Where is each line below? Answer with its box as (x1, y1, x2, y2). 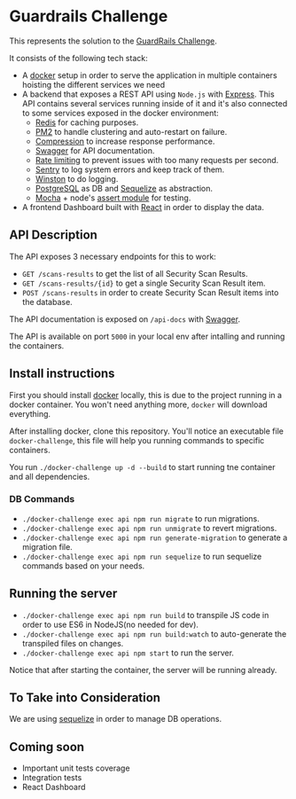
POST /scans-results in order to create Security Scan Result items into (21, 286, 279, 298)
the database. (21, 296, 73, 307)
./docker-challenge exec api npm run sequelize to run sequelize (21, 551, 262, 561)
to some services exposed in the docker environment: (21, 107, 219, 118)
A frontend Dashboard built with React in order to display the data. (21, 201, 264, 212)
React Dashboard (21, 782, 86, 793)
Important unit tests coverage (21, 763, 130, 773)
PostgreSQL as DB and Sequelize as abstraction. (35, 183, 214, 193)
